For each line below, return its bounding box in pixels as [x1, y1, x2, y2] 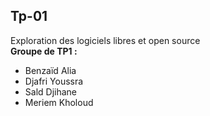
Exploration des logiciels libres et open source [10, 34, 201, 46]
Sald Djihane [24, 85, 77, 98]
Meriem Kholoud [24, 96, 94, 108]
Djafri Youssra [24, 75, 84, 87]
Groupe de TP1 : [10, 45, 78, 57]
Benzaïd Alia [24, 64, 77, 76]
